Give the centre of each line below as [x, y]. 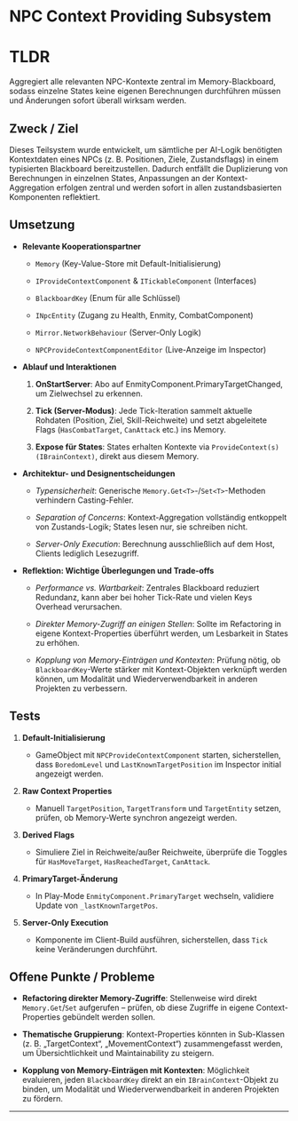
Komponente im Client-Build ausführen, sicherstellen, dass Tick [151, 940]
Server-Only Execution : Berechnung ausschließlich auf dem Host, [155, 544]
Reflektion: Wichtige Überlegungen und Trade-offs [118, 570]
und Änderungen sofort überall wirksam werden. [98, 100]
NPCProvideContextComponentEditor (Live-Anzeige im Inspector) [151, 349]
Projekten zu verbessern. [81, 688]
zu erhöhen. [57, 642]
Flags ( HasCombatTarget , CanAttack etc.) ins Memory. [130, 429]
